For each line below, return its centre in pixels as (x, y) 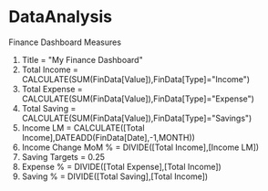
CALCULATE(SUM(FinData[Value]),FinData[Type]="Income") (136, 79)
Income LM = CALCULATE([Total (83, 127)
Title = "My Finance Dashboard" (82, 59)
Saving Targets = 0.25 (63, 156)
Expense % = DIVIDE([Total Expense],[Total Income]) (122, 166)
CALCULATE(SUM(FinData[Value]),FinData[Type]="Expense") (138, 99)
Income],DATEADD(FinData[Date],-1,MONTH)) (108, 137)
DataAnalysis (61, 17)
